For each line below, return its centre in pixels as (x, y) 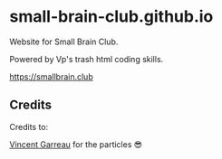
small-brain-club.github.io (111, 17)
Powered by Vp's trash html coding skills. (87, 59)
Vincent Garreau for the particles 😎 (76, 144)
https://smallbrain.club (51, 76)
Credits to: (29, 126)
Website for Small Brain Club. (64, 42)
